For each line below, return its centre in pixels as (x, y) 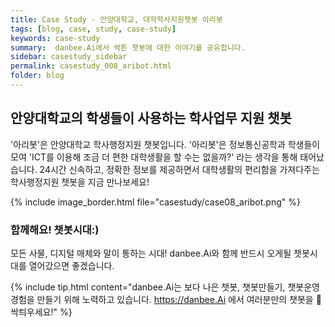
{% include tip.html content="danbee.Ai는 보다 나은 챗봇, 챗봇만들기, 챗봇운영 (165, 287)
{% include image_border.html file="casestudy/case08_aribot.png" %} (155, 202)
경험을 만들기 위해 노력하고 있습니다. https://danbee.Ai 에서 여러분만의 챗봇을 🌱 (166, 299)
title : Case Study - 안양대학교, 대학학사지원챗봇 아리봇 (116, 19)
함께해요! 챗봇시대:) (55, 229)
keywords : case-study (55, 38)
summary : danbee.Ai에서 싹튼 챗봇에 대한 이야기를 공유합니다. (128, 47)
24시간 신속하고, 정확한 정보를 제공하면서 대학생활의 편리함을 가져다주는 (179, 169)
